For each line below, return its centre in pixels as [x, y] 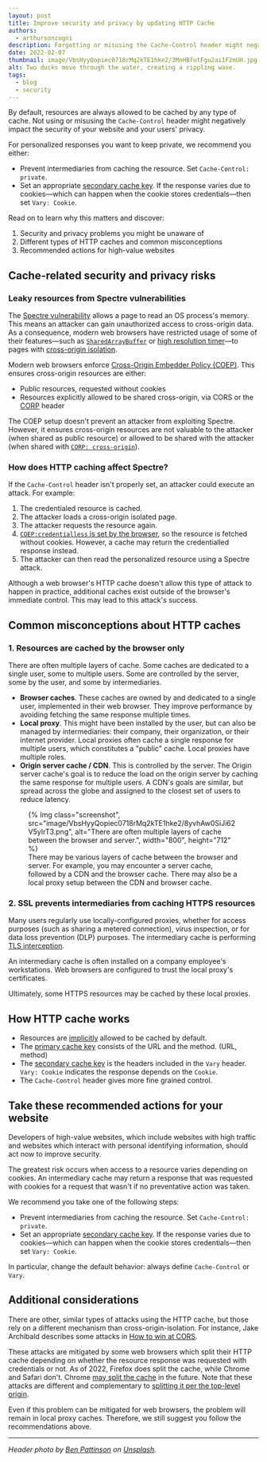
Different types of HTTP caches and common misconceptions [121, 242]
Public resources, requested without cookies [93, 389]
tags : [17, 75]
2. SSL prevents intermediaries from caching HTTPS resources [132, 903]
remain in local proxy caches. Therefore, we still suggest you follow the [125, 1418]
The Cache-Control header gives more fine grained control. [116, 1080]
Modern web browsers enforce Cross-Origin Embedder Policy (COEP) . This [132, 365]
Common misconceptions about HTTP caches [124, 625]
